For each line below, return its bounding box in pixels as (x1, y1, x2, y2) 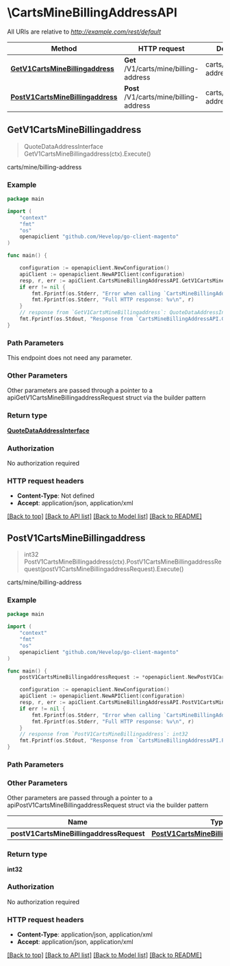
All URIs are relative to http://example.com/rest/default (7, 27, 162, 36)
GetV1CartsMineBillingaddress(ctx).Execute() (23, 149, 151, 158)
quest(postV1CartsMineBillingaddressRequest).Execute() (23, 565, 184, 573)
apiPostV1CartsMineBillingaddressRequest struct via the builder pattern (7, 801, 209, 810)
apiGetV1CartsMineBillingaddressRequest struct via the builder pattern (7, 394, 206, 402)
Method (51, 43, 77, 53)
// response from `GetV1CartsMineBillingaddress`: (19, 309, 167, 316)
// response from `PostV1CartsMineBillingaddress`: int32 (19, 731, 188, 738)
